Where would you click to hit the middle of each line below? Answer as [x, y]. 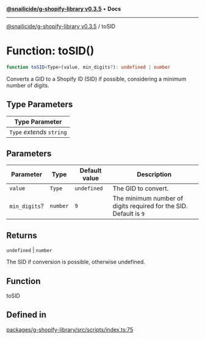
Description [154, 174]
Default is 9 [129, 214]
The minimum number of [148, 199]
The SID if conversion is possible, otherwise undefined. [76, 262]
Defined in [27, 315]
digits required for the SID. [150, 206]
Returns [22, 235]
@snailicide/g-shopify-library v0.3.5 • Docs [64, 9]
